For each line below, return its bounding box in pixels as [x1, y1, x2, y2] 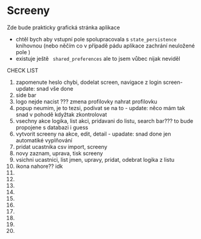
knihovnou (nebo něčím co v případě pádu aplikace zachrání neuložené [15, 42, 195, 49]
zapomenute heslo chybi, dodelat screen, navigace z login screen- [15, 78, 183, 86]
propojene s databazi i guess [15, 123, 89, 131]
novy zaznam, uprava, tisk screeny [15, 150, 103, 157]
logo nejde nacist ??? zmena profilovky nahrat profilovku [15, 98, 157, 105]
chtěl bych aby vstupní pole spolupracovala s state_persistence [15, 35, 177, 43]
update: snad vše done [15, 85, 73, 92]
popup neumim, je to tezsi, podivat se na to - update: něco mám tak [15, 104, 185, 111]
